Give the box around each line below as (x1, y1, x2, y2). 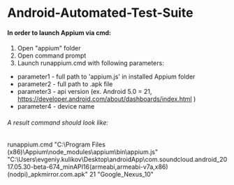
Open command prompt (17, 51, 87, 60)
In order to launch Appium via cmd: (7, 28, 112, 36)
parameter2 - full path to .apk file (17, 80, 113, 88)
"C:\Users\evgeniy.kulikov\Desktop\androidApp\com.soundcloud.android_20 (7, 155, 228, 163)
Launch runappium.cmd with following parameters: (17, 59, 164, 67)
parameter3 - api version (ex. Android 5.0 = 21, (17, 88, 152, 96)
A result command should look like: (7, 118, 109, 127)
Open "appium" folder (17, 44, 81, 53)
